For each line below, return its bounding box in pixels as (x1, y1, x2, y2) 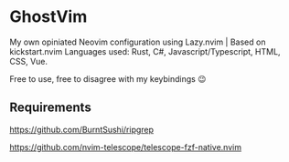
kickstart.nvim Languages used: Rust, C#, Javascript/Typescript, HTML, (9, 46, 281, 56)
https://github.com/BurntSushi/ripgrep (9, 124, 154, 135)
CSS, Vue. (9, 56, 48, 66)
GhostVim (9, 6, 88, 27)
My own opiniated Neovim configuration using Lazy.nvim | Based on (9, 36, 266, 47)
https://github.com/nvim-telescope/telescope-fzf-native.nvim (9, 141, 242, 152)
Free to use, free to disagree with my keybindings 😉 (9, 73, 207, 84)
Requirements (9, 100, 91, 116)
